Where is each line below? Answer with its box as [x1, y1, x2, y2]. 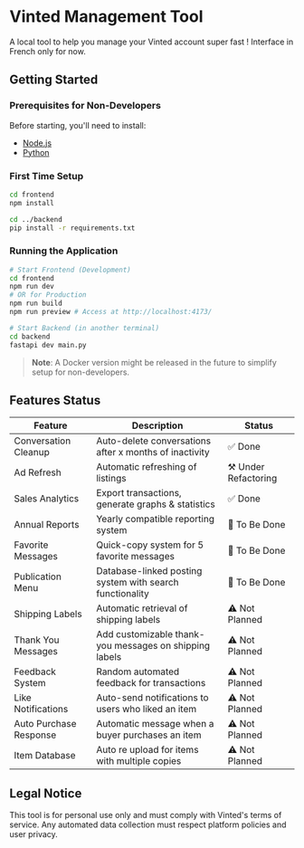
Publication [14, 570, 62, 583]
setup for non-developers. [31, 367, 129, 377]
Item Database [14, 749, 76, 762]
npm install [9, 198, 54, 207]
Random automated [96, 665, 180, 678]
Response [14, 729, 57, 741]
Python [22, 147, 50, 157]
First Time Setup [9, 169, 84, 182]
